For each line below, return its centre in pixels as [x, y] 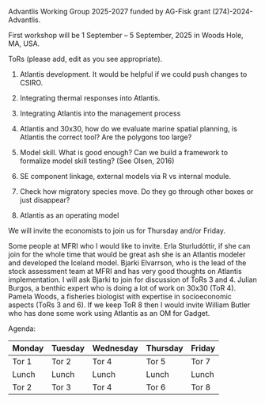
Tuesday [68, 348]
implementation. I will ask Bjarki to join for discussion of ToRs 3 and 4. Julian [132, 279]
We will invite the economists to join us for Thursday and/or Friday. [117, 230]
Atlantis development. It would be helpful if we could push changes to [133, 74]
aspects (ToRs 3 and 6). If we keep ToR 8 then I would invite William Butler [129, 305]
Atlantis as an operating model [69, 215]
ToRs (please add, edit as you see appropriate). [85, 59]
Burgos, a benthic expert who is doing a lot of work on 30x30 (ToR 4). [122, 288]
